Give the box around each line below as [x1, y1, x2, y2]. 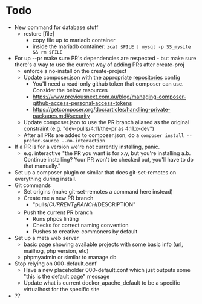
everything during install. [14, 175, 77, 182]
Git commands [14, 182, 51, 189]
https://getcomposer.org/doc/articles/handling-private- [32, 106, 171, 113]
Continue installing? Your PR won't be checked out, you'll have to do [23, 156, 194, 163]
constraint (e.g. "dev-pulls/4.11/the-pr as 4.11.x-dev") [23, 125, 155, 132]
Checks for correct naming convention [32, 221, 129, 229]
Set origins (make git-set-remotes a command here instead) [23, 188, 173, 195]
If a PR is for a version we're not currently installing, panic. [14, 143, 160, 150]
